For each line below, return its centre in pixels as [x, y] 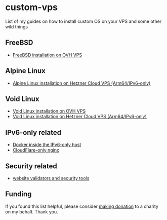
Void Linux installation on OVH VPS [49, 111]
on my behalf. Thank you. [32, 211]
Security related [31, 166]
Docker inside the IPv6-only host [47, 145]
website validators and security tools [51, 178]
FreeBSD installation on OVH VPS [47, 55]
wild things [17, 26]
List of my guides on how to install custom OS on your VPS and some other [83, 21]
